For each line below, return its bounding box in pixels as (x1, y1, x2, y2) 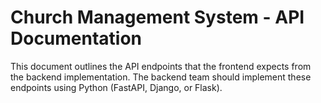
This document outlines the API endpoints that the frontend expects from (10, 60, 312, 72)
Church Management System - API (10, 6, 305, 29)
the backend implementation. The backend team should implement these (10, 71, 312, 83)
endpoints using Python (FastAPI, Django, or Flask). (10, 81, 223, 93)
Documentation (10, 27, 143, 50)
